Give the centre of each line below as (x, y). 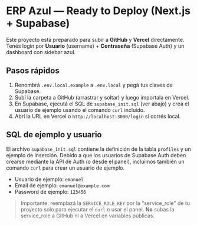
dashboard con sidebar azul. (41, 52)
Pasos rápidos (33, 71)
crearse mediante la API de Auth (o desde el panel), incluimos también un (95, 161)
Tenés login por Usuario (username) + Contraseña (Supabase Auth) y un (95, 46)
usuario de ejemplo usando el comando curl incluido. (80, 110)
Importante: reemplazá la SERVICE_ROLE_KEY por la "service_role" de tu (105, 203)
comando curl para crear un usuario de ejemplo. (65, 168)
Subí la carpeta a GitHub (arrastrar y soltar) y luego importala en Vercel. (102, 97)
